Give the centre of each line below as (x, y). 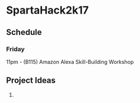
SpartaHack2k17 (48, 10)
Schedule (24, 32)
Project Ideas (31, 81)
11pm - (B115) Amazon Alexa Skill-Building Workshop (70, 62)
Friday (15, 49)
